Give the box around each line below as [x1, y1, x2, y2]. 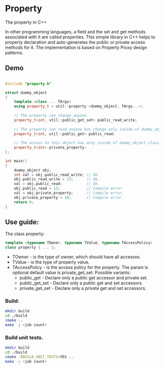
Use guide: [5, 217, 39, 226]
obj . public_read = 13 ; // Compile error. [14, 186, 124, 191]
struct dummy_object [5, 90, 48, 95]
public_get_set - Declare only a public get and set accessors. [19, 280, 143, 286]
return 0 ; [14, 200, 34, 205]
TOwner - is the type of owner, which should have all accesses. [12, 254, 141, 260]
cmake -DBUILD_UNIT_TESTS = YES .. [5, 354, 74, 359]
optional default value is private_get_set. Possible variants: [12, 270, 131, 276]
